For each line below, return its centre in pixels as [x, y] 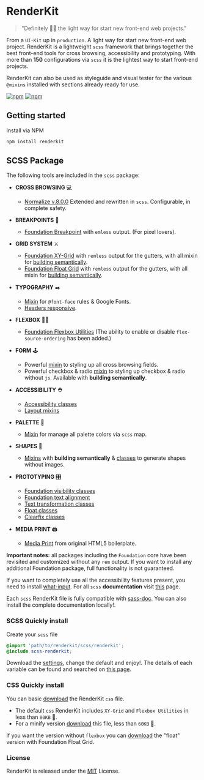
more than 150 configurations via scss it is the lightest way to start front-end [102, 59]
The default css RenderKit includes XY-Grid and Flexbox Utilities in [102, 710]
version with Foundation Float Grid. [50, 741]
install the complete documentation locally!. [61, 605]
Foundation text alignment [57, 498]
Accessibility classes [51, 404]
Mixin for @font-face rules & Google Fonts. [78, 302]
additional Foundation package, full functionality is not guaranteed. [90, 568]
